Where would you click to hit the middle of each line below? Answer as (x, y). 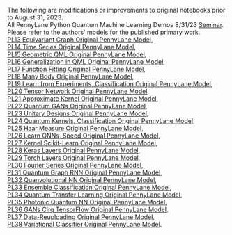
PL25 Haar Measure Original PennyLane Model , (76, 128)
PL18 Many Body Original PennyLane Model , (71, 76)
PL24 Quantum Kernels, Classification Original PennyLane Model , (101, 121)
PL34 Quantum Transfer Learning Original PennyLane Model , (95, 195)
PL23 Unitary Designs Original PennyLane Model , (78, 113)
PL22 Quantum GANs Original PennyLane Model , (77, 106)
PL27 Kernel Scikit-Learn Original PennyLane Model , (83, 143)
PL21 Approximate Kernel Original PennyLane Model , (83, 99)
